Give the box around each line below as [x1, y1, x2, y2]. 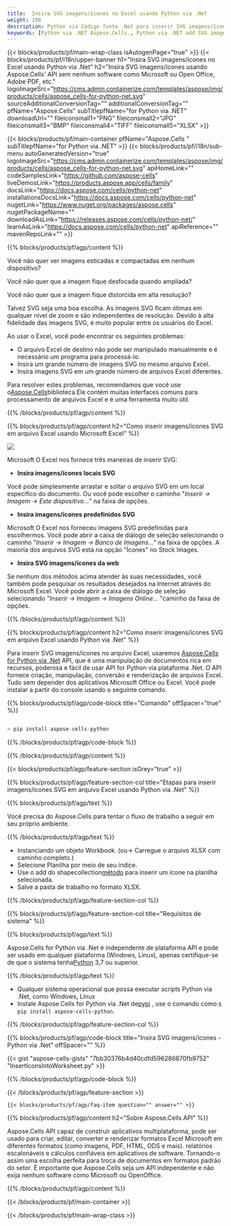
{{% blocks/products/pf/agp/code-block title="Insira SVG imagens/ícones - [7, 1034, 221, 1042]
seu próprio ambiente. [7, 819, 70, 828]
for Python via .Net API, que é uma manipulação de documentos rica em [7, 656, 212, 665]
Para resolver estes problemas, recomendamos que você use [7, 380, 181, 389]
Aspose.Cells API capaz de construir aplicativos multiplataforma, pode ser [7, 1127, 217, 1136]
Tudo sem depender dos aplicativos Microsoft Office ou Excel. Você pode [7, 678, 216, 686]
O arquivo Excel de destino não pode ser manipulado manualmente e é [16, 345, 218, 354]
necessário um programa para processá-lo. [16, 353, 141, 361]
